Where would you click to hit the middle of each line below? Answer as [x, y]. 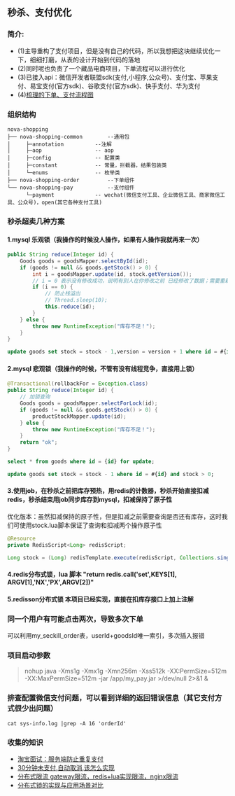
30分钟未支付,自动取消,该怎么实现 [66, 768]
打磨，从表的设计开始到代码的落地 [91, 60]
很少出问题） [36, 708]
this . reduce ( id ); [70, 307]
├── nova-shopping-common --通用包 [69, 137]
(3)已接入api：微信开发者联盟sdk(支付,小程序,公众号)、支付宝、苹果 [115, 77]
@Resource [22, 539]
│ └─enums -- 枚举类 [64, 173]
